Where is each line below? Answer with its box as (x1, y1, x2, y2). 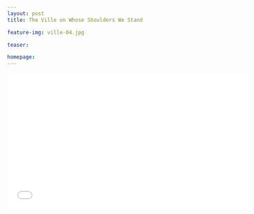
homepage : (7, 54, 36, 61)
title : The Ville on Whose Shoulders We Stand (7, 17, 143, 23)
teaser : (7, 41, 30, 48)
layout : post (7, 10, 45, 17)
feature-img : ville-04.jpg (7, 29, 85, 36)
